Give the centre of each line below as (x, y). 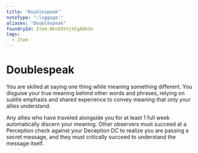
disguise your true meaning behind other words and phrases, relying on (95, 93)
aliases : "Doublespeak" (36, 23)
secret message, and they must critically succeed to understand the (91, 137)
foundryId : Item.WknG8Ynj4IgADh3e (50, 29)
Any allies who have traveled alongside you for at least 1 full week (88, 117)
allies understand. (28, 106)
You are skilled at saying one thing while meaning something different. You (99, 86)
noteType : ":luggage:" (35, 18)
